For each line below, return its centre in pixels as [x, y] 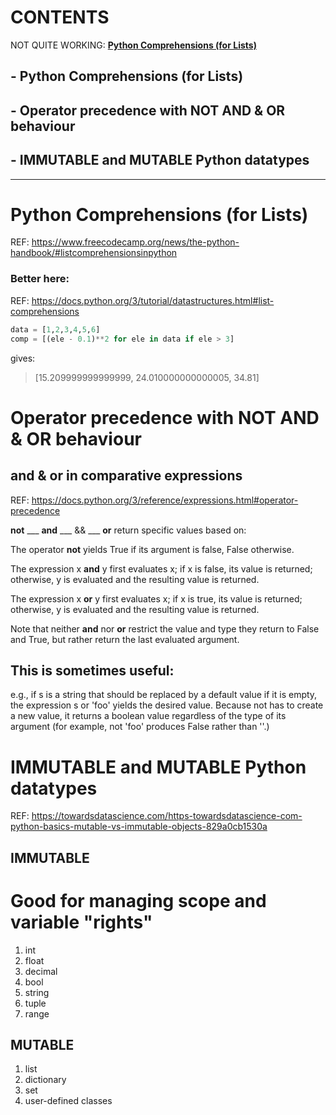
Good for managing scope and [138, 900]
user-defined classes [68, 1101]
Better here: [40, 279]
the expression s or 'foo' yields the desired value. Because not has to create [167, 705]
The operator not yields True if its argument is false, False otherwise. [152, 549]
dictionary [45, 1080]
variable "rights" [81, 922]
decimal [41, 971]
